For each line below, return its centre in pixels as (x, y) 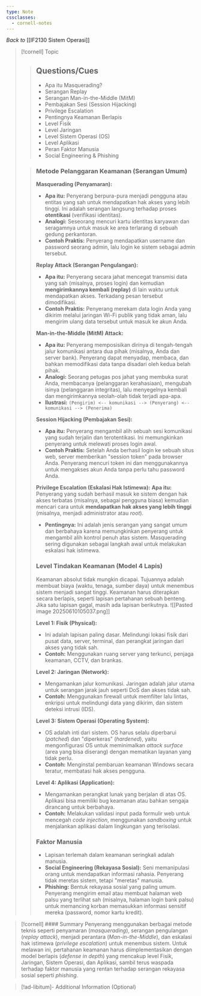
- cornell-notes (32, 23)
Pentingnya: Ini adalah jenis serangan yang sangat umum (116, 525)
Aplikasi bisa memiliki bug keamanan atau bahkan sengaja (117, 800)
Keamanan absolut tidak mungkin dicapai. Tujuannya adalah (110, 579)
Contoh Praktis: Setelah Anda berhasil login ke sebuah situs (119, 450)
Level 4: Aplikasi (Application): (75, 782)
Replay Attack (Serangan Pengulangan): (87, 265)
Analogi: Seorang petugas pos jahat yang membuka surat (116, 377)
